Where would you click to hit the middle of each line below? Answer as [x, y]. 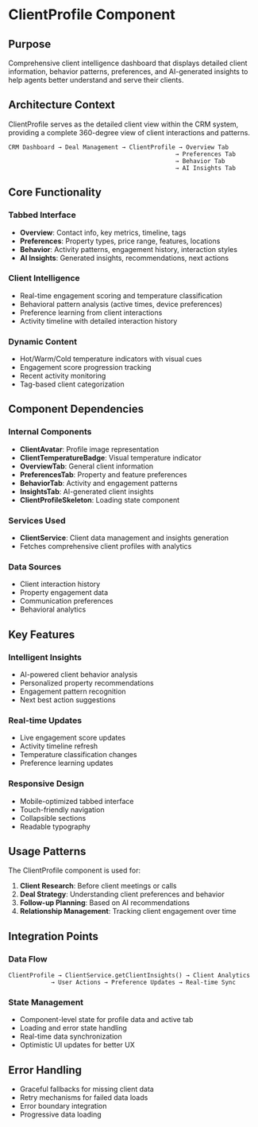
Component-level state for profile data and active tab [106, 1020]
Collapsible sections [53, 818]
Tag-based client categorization [72, 384]
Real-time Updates [45, 720]
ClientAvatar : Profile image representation [89, 449]
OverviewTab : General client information [87, 466]
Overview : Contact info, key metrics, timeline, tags [103, 232]
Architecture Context [62, 105]
